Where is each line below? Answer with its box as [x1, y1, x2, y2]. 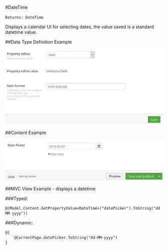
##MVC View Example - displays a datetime [5, 185, 96, 192]
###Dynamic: [5, 219, 34, 226]
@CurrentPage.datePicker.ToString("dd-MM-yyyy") [14, 235, 118, 240]
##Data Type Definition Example [5, 39, 72, 45]
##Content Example [5, 130, 47, 136]
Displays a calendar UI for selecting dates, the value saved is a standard [5, 24, 154, 30]
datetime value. [5, 29, 37, 35]
